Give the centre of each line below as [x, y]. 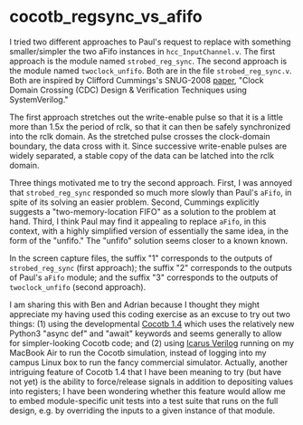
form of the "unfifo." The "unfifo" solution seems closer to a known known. [149, 240]
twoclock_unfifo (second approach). [78, 286]
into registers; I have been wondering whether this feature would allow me [148, 391]
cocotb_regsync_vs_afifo [106, 17]
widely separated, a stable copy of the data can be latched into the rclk [142, 155]
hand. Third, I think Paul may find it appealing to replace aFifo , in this [138, 221]
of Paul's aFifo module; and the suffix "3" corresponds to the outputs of [144, 277]
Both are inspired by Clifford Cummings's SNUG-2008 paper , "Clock [137, 80]
